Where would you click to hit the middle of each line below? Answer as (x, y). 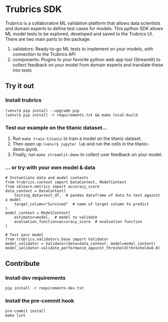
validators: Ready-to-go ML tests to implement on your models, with (83, 49)
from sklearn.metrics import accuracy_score (52, 187)
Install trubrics (23, 100)
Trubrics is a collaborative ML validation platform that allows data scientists (83, 23)
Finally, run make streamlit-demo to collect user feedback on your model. (88, 154)
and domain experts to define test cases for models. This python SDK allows (84, 28)
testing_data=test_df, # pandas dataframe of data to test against (87, 196)
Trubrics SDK (34, 9)
